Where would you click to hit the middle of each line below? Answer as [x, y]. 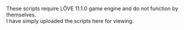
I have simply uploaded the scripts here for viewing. [70, 21]
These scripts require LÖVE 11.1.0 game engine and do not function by [92, 9]
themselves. [21, 15]
